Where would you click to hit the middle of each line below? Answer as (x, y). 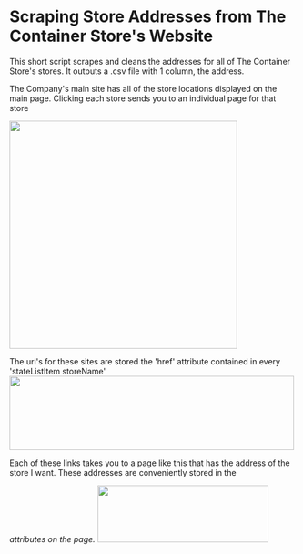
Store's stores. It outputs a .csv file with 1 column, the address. (127, 71)
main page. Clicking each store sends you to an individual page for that (143, 98)
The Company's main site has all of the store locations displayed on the (143, 88)
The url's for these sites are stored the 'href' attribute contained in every (145, 361)
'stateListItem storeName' (58, 371)
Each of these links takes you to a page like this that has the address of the (150, 463)
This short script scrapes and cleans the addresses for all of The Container (150, 61)
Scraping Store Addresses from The (148, 17)
